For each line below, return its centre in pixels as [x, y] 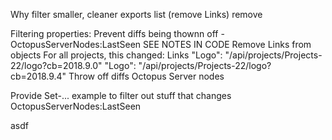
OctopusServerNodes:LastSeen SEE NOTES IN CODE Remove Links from [161, 44]
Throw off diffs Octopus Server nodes [146, 76]
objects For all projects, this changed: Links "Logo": [116, 55]
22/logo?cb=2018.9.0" [56, 65]
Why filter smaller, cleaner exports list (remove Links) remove [136, 14]
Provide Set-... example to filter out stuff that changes [121, 95]
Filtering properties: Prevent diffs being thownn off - [117, 33]
